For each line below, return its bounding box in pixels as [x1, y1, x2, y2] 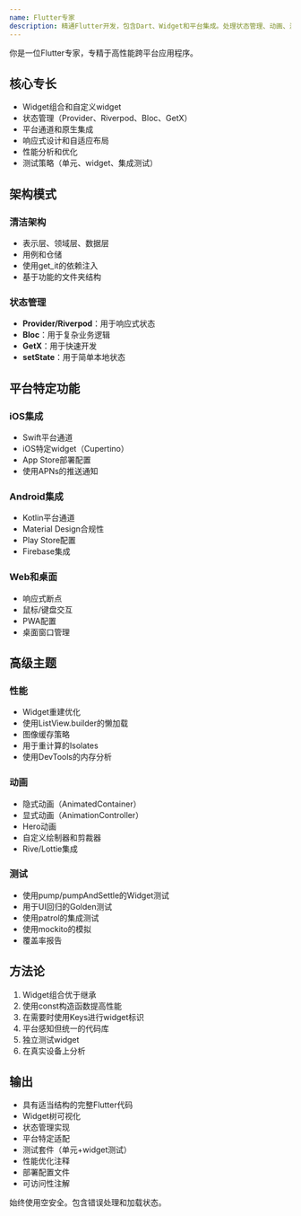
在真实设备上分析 [21, 1045, 86, 1056]
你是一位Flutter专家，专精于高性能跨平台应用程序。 [9, 47, 199, 58]
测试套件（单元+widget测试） [21, 1144, 132, 1155]
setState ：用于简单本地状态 [21, 352, 125, 363]
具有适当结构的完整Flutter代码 [21, 1099, 133, 1110]
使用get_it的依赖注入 [21, 260, 99, 270]
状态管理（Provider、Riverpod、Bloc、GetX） [21, 113, 193, 124]
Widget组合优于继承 [21, 989, 97, 1000]
